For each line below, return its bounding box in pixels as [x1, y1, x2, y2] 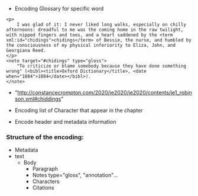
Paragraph [32, 165, 58, 172]
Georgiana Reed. [6, 47, 46, 53]
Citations [32, 184, 54, 191]
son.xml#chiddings [14, 95, 61, 102]
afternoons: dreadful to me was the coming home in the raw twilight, [6, 27, 184, 33]
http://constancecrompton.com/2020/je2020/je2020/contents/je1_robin [17, 89, 192, 96]
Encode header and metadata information [14, 118, 116, 125]
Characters [32, 178, 60, 185]
